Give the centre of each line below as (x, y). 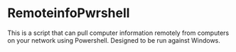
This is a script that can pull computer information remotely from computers (118, 33)
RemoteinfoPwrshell (69, 13)
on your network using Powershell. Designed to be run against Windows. (114, 40)
